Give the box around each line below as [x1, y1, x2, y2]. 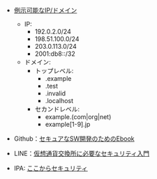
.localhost [45, 97, 74, 104]
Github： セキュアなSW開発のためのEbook [13, 134, 135, 143]
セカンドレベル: [34, 105, 80, 113]
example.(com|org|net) [45, 113, 112, 120]
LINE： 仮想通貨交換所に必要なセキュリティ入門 [13, 149, 150, 157]
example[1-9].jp [45, 120, 91, 128]
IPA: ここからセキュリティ [13, 164, 89, 172]
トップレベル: [34, 67, 74, 75]
